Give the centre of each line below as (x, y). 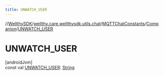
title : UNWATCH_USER (26, 10)
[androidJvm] (19, 62)
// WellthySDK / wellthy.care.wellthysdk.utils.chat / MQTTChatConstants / (76, 24)
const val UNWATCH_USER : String (40, 67)
